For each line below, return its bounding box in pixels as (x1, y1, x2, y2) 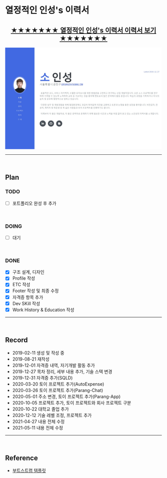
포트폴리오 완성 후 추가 (12, 200, 57, 206)
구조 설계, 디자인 (12, 269, 45, 275)
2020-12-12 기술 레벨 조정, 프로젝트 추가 (12, 412, 92, 418)
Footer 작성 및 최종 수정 (12, 288, 59, 294)
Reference (5, 454, 38, 462)
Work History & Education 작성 (12, 307, 75, 313)
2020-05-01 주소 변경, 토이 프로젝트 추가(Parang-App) (12, 393, 121, 400)
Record (5, 336, 28, 345)
